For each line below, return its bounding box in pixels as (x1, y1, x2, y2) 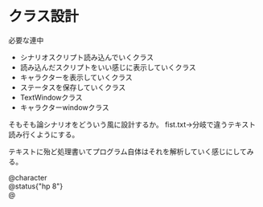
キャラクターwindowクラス (19, 102, 110, 112)
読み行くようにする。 (8, 129, 80, 139)
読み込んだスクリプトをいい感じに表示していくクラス (19, 62, 197, 72)
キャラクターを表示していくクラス (19, 72, 133, 82)
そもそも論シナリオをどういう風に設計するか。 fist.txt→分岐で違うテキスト (8, 120, 256, 129)
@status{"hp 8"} (8, 181, 64, 191)
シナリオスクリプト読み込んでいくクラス (19, 52, 154, 62)
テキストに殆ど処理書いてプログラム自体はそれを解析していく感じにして (8, 146, 247, 156)
